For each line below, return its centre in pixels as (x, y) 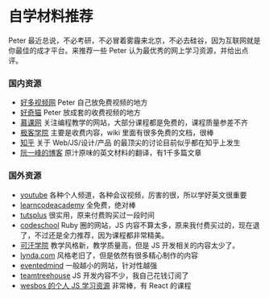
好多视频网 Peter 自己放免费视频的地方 (84, 102)
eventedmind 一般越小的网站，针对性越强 (89, 265)
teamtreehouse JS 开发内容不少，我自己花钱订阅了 (104, 275)
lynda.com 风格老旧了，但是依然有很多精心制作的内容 (109, 255)
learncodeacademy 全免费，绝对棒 (78, 205)
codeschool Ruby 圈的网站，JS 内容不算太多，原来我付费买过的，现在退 (140, 225)
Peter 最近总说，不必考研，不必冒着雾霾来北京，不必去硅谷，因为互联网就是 (134, 40)
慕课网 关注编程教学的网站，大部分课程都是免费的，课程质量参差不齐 (134, 122)
